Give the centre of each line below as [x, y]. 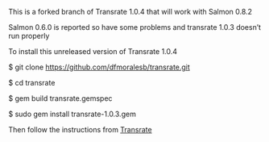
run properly [29, 36]
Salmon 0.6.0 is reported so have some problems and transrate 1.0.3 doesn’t [135, 27]
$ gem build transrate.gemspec [60, 98]
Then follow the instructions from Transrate [80, 129]
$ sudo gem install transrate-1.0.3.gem [72, 114]
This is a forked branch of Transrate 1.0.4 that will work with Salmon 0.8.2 [130, 12]
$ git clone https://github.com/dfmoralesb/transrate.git [99, 67]
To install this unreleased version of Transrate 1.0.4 [93, 51]
